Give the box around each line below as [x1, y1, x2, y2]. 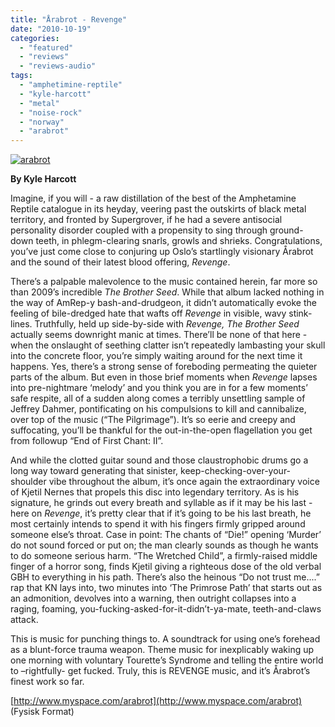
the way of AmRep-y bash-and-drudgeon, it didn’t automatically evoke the [10, 297, 317, 309]
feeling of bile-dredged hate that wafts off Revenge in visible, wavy [10, 307, 287, 320]
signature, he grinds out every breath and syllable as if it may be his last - [10, 497, 313, 509]
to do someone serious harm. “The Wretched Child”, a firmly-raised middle [10, 550, 318, 562]
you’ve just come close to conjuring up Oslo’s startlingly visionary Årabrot [10, 246, 314, 258]
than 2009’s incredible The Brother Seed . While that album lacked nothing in [10, 286, 325, 298]
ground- [269, 224, 304, 236]
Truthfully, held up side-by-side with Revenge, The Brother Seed [34, 318, 300, 330]
